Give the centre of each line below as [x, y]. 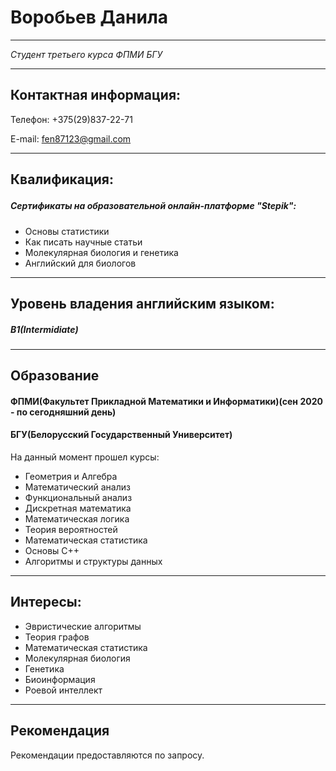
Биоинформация [60, 679]
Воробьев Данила [89, 17]
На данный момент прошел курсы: [85, 457]
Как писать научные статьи [83, 242]
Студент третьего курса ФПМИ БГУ [86, 54]
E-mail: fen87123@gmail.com [71, 138]
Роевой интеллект [63, 690]
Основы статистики [67, 231]
